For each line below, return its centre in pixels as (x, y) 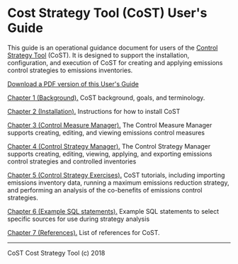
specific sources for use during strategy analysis (79, 219)
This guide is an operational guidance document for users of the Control (113, 47)
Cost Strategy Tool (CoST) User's (107, 13)
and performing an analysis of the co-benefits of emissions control (105, 190)
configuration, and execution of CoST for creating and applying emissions (115, 62)
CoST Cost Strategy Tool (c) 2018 (56, 253)
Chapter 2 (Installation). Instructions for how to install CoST (94, 111)
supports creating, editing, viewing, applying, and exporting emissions (110, 154)
